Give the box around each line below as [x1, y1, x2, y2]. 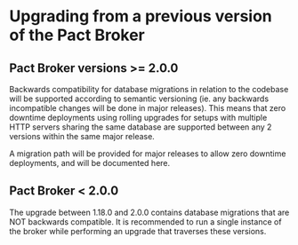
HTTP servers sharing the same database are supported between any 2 [9, 122, 272, 132]
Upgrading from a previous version [9, 6, 273, 27]
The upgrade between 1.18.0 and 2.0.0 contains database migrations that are [9, 207, 290, 217]
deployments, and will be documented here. [9, 158, 171, 168]
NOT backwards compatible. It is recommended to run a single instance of [9, 216, 282, 227]
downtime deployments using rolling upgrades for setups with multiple [9, 113, 268, 122]
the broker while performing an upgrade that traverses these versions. [9, 225, 267, 236]
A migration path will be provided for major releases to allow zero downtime [9, 148, 286, 159]
